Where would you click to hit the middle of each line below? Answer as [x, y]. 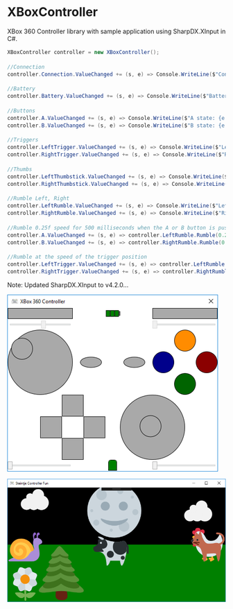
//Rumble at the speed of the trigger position [77, 257]
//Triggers [23, 140]
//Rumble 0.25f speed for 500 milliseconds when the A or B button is [111, 228]
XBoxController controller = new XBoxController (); [83, 52]
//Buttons [21, 111]
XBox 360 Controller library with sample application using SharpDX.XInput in [116, 31]
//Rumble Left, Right [38, 198]
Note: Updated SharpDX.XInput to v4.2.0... [68, 285]
